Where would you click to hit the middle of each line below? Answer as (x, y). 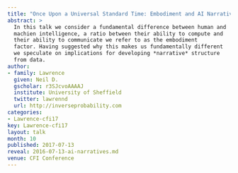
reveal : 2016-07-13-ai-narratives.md (63, 152)
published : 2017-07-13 (41, 145)
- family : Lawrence (36, 73)
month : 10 (22, 138)
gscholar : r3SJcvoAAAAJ (49, 86)
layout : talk (27, 132)
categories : (25, 112)
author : (19, 66)
